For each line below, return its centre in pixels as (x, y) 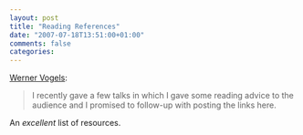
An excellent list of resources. (65, 123)
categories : (32, 52)
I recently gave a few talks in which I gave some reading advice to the (163, 96)
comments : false (40, 43)
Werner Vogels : (39, 78)
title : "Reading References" (65, 26)
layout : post (34, 18)
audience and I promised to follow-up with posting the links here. (154, 105)
